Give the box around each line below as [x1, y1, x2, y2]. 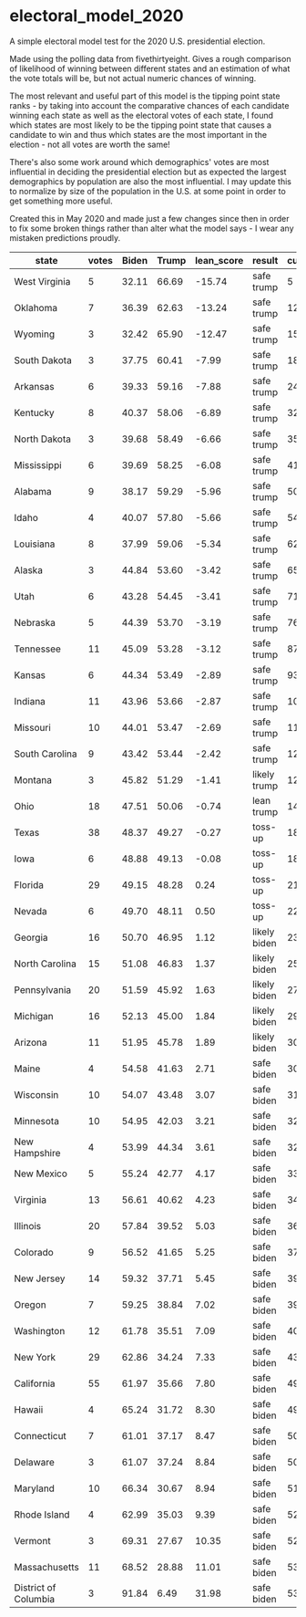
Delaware [14, 1455, 55, 1468]
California [14, 1377, 56, 1390]
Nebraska [14, 616, 56, 629]
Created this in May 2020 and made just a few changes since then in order [9, 213, 290, 224]
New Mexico [14, 1167, 68, 1180]
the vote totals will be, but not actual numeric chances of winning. [9, 72, 257, 83]
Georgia [14, 931, 48, 944]
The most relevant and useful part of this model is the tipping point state [9, 90, 280, 101]
